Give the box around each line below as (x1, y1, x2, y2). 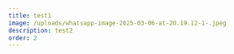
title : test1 (8, 11, 52, 20)
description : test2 (8, 26, 73, 34)
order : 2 (8, 33, 38, 42)
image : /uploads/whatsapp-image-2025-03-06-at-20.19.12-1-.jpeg (8, 19, 227, 27)
